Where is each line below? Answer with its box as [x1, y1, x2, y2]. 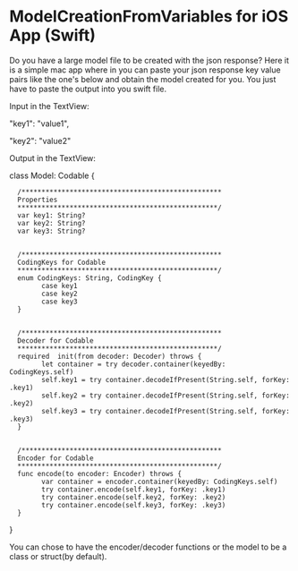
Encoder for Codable [17, 454, 94, 463]
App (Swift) [9, 25, 96, 46]
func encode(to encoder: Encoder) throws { [17, 469, 182, 478]
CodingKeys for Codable [17, 258, 106, 267]
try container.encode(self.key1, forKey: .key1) [41, 485, 226, 494]
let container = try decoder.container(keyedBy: [41, 360, 226, 369]
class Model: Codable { [9, 170, 96, 181]
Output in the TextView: [9, 152, 97, 163]
